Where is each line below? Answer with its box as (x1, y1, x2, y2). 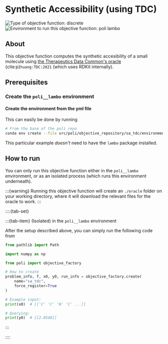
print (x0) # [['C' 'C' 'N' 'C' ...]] (5, 302, 86, 307)
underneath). (5, 178, 32, 184)
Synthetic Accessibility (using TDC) (5, 3, 157, 15)
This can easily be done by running (5, 116, 77, 123)
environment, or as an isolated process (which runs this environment (5, 173, 146, 179)
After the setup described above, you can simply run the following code (5, 227, 153, 233)
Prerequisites (5, 78, 48, 87)
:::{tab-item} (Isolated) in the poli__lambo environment (5, 218, 116, 224)
